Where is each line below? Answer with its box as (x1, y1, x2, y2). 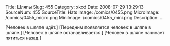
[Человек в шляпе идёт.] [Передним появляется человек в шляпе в (5, 24, 151, 30)
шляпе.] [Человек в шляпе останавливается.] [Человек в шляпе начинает (5, 30, 165, 35)
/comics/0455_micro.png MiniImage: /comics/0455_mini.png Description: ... (5, 15, 164, 20)
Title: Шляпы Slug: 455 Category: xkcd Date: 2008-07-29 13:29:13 (5, 4, 144, 10)
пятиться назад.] (5, 35, 42, 41)
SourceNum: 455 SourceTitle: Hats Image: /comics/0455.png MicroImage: (5, 9, 160, 15)
